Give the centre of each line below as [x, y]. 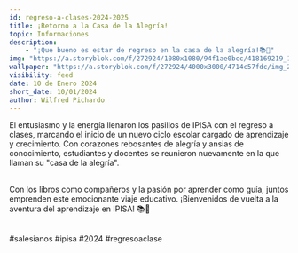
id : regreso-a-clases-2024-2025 [69, 17]
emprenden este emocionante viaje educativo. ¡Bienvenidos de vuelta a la [144, 199]
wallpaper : [29, 67]
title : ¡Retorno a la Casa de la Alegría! [89, 26]
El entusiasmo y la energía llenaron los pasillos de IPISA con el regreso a [141, 125]
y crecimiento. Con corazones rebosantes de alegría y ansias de [126, 144]
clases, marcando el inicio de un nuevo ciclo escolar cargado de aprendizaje [149, 135]
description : [33, 42]
